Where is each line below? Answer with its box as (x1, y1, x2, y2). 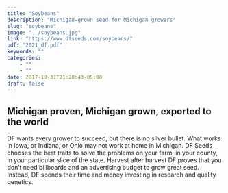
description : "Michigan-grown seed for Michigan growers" (7, 16, 176, 23)
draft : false (7, 80, 45, 87)
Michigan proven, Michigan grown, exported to (7, 105, 212, 117)
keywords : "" (7, 49, 45, 55)
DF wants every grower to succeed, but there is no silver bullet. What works (7, 134, 221, 142)
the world (7, 116, 49, 127)
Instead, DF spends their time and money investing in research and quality (7, 170, 217, 179)
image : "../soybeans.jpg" (7, 29, 81, 36)
